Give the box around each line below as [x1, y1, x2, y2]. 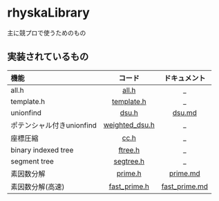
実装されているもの [7, 51, 89, 63]
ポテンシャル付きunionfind [10, 120, 97, 130]
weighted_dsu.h [103, 120, 155, 130]
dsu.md [172, 107, 197, 117]
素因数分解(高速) [10, 182, 65, 191]
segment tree [10, 156, 54, 166]
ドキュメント [163, 73, 206, 82]
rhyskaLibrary [7, 5, 90, 21]
